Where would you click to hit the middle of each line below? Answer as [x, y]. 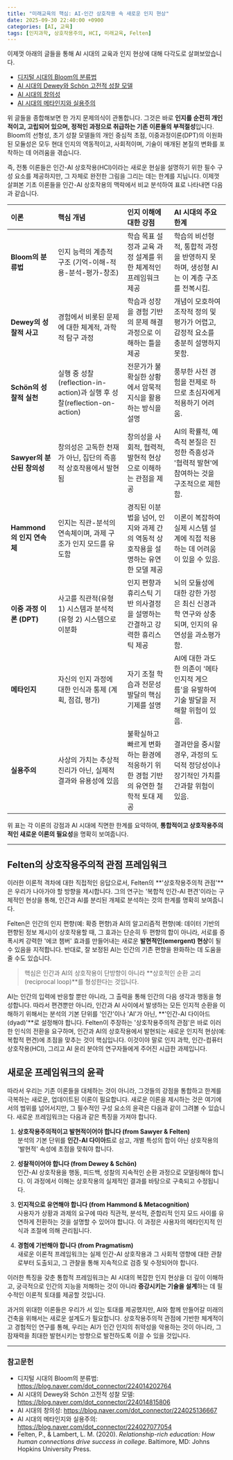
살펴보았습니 [205, 54]
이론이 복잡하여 [197, 518]
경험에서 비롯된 [81, 317]
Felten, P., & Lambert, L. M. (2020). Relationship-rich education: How [116, 1434]
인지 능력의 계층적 [85, 252]
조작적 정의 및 [195, 312]
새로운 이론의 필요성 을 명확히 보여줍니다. [74, 834]
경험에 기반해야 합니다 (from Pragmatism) [75, 1245]
